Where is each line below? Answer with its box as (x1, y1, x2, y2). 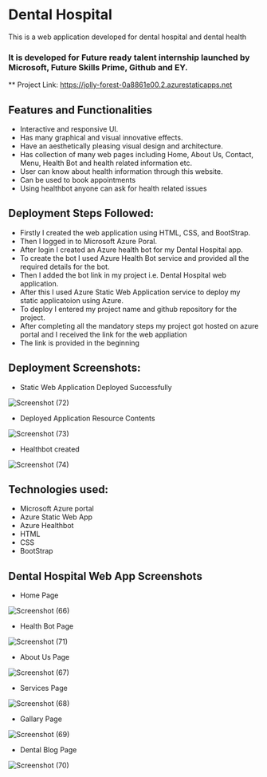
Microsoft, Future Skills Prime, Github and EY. (8, 61, 189, 73)
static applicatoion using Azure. (19, 295, 124, 305)
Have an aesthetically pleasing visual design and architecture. (19, 141, 223, 151)
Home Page (19, 590, 59, 600)
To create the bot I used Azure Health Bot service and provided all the (19, 253, 249, 262)
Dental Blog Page (19, 745, 77, 755)
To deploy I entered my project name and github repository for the (19, 304, 238, 314)
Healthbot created (19, 444, 80, 454)
